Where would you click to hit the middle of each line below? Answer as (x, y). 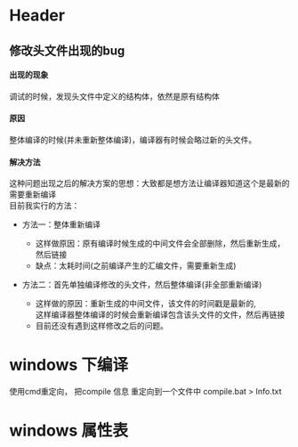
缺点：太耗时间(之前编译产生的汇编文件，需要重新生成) (136, 266)
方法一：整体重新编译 (61, 224)
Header (37, 16)
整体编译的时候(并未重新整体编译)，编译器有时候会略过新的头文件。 (133, 140)
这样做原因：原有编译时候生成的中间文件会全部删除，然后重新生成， (160, 244)
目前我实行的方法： (44, 206)
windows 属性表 (69, 431)
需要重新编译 (32, 195)
